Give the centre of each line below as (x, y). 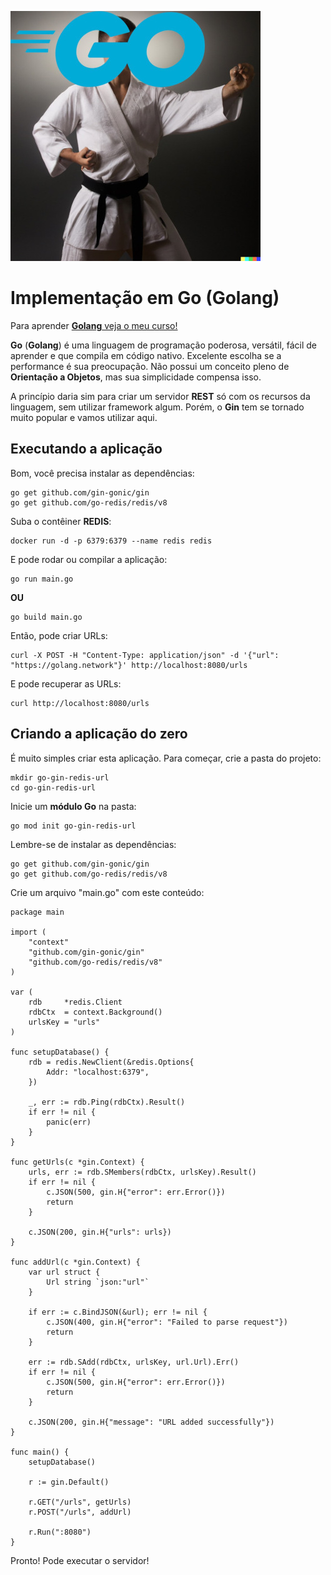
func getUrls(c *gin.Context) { (77, 1162)
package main (37, 912)
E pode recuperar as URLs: (66, 683)
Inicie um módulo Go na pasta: (73, 806)
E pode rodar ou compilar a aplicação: (89, 559)
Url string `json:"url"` (98, 1282)
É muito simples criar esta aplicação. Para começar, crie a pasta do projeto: (166, 758)
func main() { (40, 1452)
